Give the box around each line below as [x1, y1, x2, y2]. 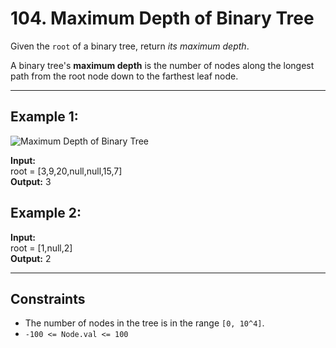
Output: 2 [10, 252, 52, 264]
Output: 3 [10, 175, 52, 187]
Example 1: [10, 108, 79, 126]
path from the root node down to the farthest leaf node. [10, 70, 239, 82]
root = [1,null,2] [10, 242, 73, 254]
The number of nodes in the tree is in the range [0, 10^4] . [24, 317, 265, 329]
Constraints [10, 290, 86, 307]
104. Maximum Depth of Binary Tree [10, 7, 315, 30]
